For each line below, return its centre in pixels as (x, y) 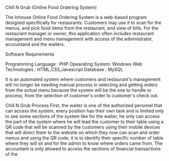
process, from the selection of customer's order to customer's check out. (82, 96)
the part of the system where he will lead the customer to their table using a (84, 122)
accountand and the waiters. (35, 44)
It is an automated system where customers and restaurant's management (83, 79)
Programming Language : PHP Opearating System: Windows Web (74, 64)
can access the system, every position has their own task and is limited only (84, 111)
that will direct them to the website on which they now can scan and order (82, 132)
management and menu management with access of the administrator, (79, 39)
